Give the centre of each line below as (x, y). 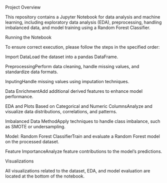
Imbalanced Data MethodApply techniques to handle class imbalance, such (83, 121)
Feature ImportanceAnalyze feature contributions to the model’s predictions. (84, 151)
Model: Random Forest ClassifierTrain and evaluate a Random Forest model (82, 136)
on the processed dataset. (32, 142)
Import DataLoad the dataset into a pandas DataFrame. (62, 57)
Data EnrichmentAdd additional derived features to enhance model (74, 91)
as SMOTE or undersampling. (35, 127)
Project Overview (23, 7)
